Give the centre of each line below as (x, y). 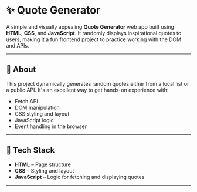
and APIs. (18, 45)
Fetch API (26, 101)
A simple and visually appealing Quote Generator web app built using (90, 26)
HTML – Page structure (43, 164)
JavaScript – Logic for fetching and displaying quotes (79, 177)
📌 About (21, 70)
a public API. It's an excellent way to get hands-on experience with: (87, 90)
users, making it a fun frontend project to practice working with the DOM (94, 39)
